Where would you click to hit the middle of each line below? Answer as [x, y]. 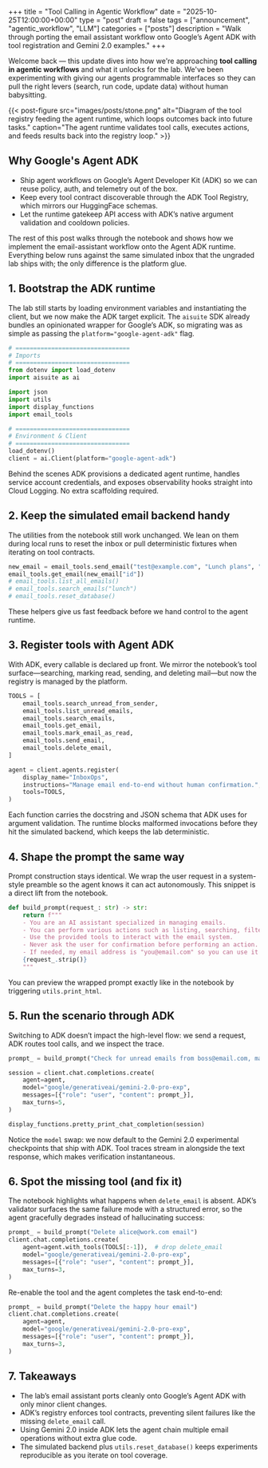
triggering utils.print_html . [55, 990]
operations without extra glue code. [78, 1438]
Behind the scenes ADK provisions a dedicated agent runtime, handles [124, 474]
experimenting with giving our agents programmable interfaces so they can [132, 78]
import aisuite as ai [44, 378]
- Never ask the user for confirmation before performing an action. [141, 945]
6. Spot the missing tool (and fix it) [95, 1182]
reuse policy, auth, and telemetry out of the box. [99, 188]
